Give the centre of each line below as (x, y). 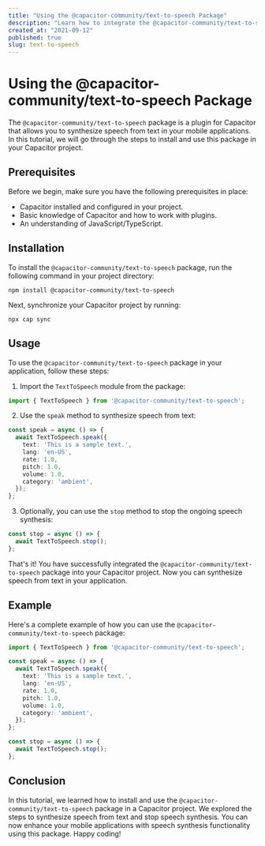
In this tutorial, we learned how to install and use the (93, 800)
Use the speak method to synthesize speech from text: (108, 416)
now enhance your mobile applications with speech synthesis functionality (129, 825)
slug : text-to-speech (44, 45)
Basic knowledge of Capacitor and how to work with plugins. (118, 215)
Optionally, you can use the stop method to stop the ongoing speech (131, 511)
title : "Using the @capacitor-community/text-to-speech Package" (118, 15)
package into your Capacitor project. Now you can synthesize (142, 572)
